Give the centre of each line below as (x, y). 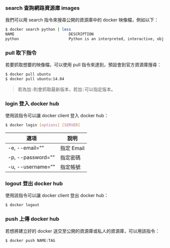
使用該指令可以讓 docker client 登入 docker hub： (57, 116)
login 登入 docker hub (32, 104)
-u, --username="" (32, 167)
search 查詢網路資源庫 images (42, 8)
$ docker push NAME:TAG (30, 240)
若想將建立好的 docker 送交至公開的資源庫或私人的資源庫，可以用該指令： (82, 231)
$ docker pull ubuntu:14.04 (35, 79)
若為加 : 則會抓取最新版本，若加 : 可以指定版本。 (67, 89)
